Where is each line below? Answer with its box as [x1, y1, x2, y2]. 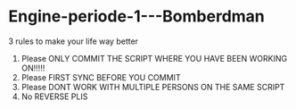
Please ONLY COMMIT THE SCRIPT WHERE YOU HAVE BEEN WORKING [21, 53, 287, 63]
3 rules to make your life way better [8, 36, 139, 46]
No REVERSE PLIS [21, 91, 88, 102]
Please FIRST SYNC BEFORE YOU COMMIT [21, 71, 181, 82]
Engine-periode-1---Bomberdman [8, 6, 265, 27]
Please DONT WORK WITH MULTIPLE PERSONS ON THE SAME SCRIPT [21, 81, 285, 92]
